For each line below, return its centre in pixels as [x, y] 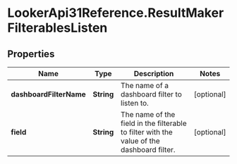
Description [154, 74]
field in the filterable [154, 123]
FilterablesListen [57, 28]
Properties [31, 54]
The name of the [148, 114]
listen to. [135, 103]
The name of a [145, 86]
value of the [140, 141]
